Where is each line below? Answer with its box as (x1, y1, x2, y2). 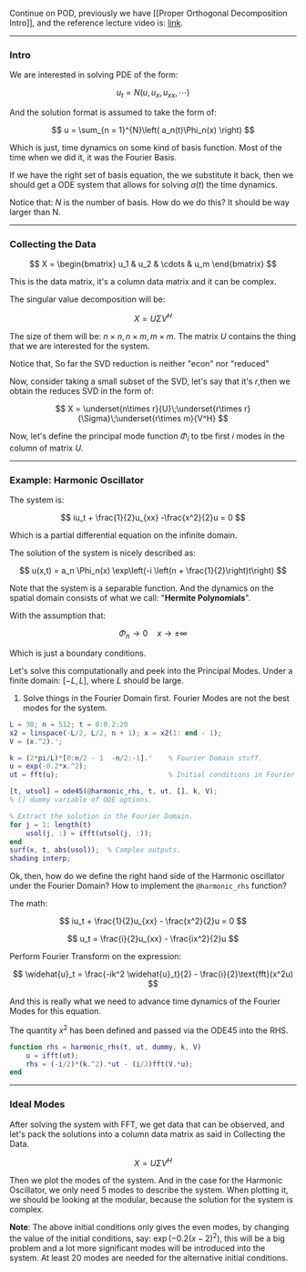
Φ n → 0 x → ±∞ (117, 628, 189, 641)
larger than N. (9, 207, 61, 218)
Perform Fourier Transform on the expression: (9, 951, 182, 962)
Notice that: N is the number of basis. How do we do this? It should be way (9, 197, 290, 208)
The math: (9, 898, 48, 909)
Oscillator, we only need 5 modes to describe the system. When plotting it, (9, 1184, 289, 1195)
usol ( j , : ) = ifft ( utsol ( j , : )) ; (25, 829, 153, 838)
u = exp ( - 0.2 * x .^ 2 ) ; (9, 761, 88, 771)
